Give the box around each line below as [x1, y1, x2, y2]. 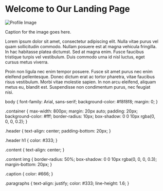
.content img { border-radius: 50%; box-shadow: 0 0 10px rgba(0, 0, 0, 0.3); [5, 156, 157, 162]
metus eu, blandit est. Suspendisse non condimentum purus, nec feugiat [5, 84, 151, 90]
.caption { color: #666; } [5, 171, 54, 176]
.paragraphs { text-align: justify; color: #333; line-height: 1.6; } [5, 180, 129, 186]
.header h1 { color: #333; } [5, 137, 58, 143]
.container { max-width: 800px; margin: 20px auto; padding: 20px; [5, 108, 138, 114]
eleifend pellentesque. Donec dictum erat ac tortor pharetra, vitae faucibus [5, 74, 155, 79]
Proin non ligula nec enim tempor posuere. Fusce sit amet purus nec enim [5, 68, 153, 74]
